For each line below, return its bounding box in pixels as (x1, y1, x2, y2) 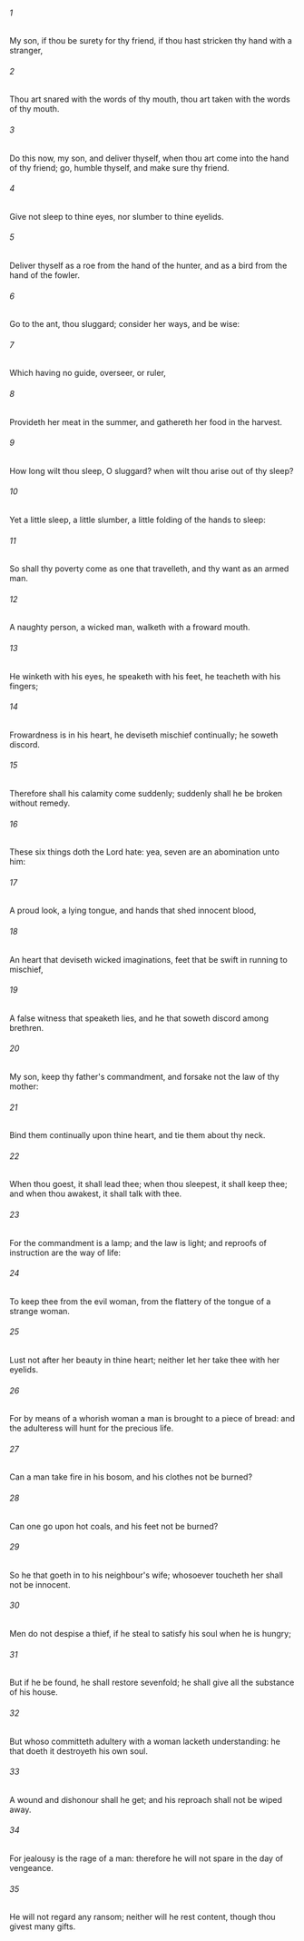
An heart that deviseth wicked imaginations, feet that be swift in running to (9, 954, 288, 965)
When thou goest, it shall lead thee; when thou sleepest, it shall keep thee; (9, 1179, 288, 1190)
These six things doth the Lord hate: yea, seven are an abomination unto (9, 847, 279, 857)
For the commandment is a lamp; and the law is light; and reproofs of (9, 1237, 268, 1248)
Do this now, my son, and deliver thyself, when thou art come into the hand (9, 153, 289, 163)
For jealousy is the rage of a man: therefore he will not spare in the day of (9, 1853, 284, 1864)
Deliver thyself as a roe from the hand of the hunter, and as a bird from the (9, 260, 288, 272)
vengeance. (9, 1862, 54, 1873)
